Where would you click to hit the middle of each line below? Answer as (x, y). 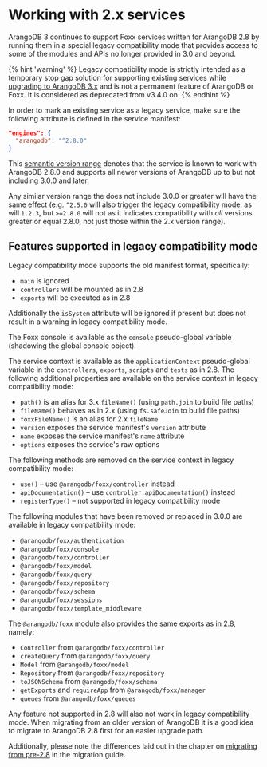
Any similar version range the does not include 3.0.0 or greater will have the (132, 196)
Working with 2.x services (97, 15)
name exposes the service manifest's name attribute (102, 436)
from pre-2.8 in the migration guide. (67, 755)
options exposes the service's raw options (90, 445)
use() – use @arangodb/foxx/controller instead (97, 484)
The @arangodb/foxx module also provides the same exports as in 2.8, (122, 623)
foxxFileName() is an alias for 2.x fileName (89, 419)
